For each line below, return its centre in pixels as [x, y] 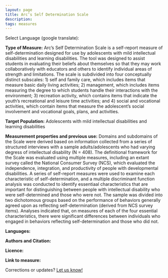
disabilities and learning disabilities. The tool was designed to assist [75, 59]
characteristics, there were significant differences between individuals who [83, 216]
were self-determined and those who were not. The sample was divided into [84, 195]
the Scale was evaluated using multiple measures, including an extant [77, 158]
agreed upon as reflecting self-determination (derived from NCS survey [79, 205]
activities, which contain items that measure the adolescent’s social [75, 106]
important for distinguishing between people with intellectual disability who [83, 190]
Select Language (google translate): [42, 38]
